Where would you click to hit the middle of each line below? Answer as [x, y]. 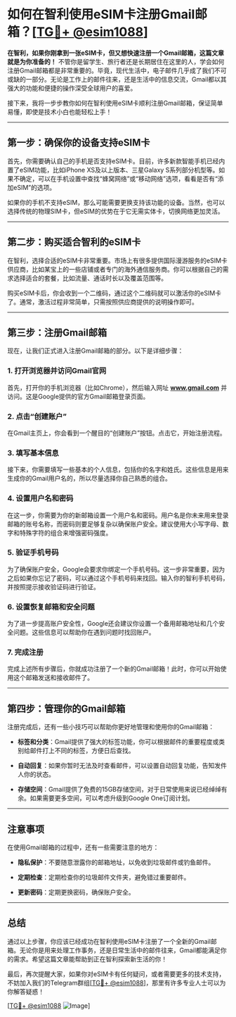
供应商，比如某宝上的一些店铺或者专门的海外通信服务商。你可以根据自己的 [115, 269]
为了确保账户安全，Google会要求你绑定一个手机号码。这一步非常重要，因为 [116, 569]
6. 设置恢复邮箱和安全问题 [51, 607]
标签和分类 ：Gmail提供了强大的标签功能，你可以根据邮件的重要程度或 [118, 742]
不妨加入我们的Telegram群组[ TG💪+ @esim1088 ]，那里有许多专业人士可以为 [117, 983]
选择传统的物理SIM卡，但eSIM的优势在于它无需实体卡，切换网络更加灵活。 [116, 211]
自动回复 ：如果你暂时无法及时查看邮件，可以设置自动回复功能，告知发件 [122, 766]
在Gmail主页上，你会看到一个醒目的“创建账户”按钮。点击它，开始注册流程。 [117, 433]
